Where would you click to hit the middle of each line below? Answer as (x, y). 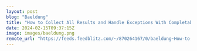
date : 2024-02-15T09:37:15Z (40, 28)
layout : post (22, 11)
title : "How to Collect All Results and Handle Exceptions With (86, 22)
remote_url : (21, 39)
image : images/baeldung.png (40, 33)
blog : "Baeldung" (27, 17)
